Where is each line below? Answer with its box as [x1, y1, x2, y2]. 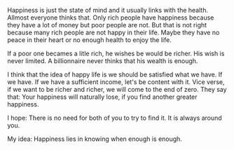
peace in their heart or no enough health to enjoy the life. [7, 36, 172, 44]
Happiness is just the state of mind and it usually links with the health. [7, 6, 209, 14]
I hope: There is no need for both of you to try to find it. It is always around [7, 114, 222, 122]
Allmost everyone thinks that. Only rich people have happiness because [7, 13, 214, 22]
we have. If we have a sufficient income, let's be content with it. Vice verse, [7, 78, 225, 86]
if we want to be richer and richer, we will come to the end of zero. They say [7, 86, 227, 93]
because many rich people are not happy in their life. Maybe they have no [7, 28, 220, 36]
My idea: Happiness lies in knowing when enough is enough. [7, 135, 182, 143]
